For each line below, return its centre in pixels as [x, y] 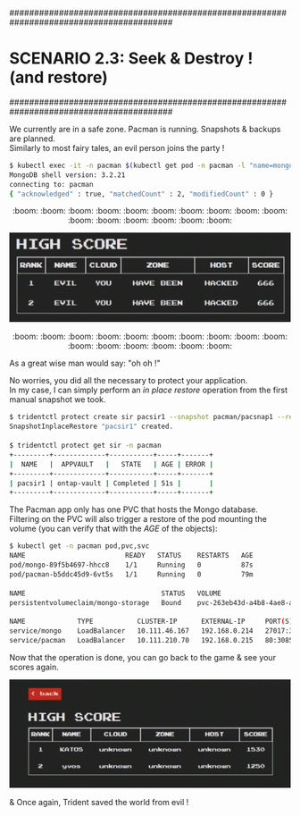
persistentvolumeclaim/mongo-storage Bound [95, 602]
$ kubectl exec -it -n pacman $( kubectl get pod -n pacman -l [127, 165]
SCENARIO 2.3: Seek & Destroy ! [131, 59]
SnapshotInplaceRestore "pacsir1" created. [92, 427]
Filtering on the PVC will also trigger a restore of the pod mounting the [138, 519]
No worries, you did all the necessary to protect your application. [129, 381]
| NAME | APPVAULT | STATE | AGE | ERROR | [112, 464]
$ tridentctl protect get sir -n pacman [86, 446]
